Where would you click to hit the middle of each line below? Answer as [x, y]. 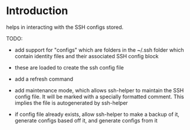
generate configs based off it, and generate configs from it [86, 120]
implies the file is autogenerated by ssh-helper [71, 103]
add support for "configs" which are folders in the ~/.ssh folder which [99, 50]
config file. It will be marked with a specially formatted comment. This [99, 96]
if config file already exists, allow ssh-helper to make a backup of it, [97, 114]
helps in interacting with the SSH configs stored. [65, 27]
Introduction [37, 11]
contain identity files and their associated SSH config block [86, 56]
